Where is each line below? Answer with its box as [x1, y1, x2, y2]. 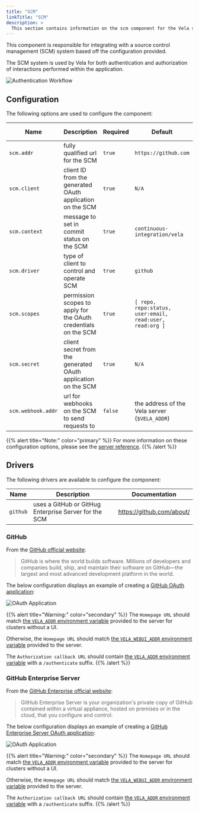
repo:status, [134, 305, 172, 311]
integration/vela [134, 231, 184, 238]
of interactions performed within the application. [6, 66, 124, 73]
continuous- [134, 225, 169, 232]
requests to [63, 422, 95, 430]
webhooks [63, 400, 93, 408]
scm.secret [9, 361, 40, 368]
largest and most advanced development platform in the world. [20, 570, 175, 578]
